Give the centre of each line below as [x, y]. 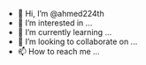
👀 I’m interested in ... [55, 23]
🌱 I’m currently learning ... [65, 32]
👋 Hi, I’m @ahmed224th [61, 14]
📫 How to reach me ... [58, 51]
